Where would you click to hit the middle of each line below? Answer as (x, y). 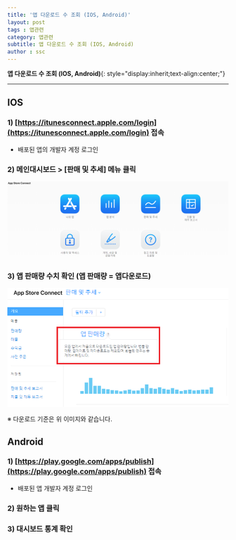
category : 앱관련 (31, 37)
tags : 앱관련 (26, 29)
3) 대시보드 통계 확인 (40, 529)
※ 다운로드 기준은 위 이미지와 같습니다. (60, 419)
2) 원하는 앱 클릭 (33, 508)
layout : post (26, 22)
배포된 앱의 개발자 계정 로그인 (58, 149)
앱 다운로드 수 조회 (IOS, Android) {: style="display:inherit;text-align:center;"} (117, 73)
